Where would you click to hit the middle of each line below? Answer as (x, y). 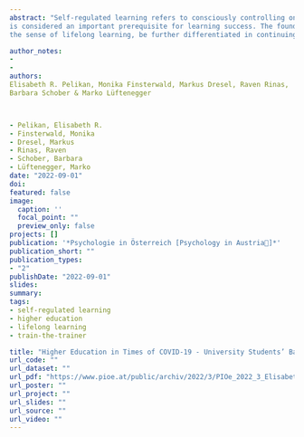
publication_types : (46, 260)
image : (22, 201)
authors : (26, 76)
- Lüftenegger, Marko (50, 167)
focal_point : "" (48, 218)
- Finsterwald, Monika (52, 133)
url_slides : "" (38, 402)
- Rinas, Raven (38, 150)
